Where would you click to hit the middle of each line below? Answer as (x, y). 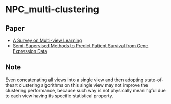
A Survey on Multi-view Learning (47, 40)
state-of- (154, 80)
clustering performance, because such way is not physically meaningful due (86, 90)
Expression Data (30, 51)
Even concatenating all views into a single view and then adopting (75, 80)
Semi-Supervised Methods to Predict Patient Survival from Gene (80, 46)
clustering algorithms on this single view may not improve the (83, 85)
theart (12, 85)
